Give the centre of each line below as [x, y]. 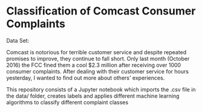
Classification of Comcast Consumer [101, 11]
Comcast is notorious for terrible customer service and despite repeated [96, 52]
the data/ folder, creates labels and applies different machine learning [93, 96]
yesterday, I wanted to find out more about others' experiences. [86, 78]
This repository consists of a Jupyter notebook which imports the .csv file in [101, 89]
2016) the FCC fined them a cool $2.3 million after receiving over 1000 [94, 65]
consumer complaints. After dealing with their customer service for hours [98, 71]
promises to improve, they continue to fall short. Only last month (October [98, 58]
